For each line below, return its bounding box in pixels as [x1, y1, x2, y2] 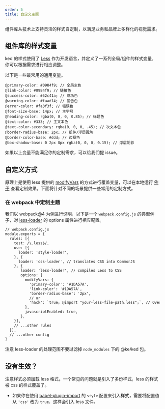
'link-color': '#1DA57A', [29, 286, 82, 292]
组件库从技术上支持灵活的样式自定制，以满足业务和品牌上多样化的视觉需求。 [5, 26, 160, 32]
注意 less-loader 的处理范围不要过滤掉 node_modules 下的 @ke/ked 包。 [5, 346, 149, 352]
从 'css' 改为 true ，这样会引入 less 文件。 [12, 399, 98, 405]
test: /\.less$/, [14, 241, 50, 246]
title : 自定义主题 [5, 12, 39, 17]
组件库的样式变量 [5, 41, 57, 50]
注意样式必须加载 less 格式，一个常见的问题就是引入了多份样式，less [5, 376, 144, 382]
